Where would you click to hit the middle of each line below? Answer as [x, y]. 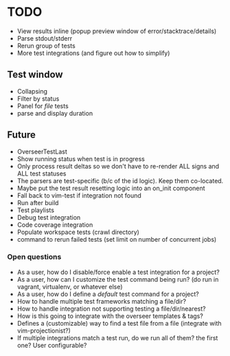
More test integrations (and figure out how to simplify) [93, 53]
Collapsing [32, 91]
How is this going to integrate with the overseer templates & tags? [110, 316]
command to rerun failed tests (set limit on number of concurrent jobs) [117, 239]
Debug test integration [49, 217]
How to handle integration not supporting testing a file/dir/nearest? [111, 308]
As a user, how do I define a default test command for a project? [108, 294]
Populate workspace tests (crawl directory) [78, 232]
